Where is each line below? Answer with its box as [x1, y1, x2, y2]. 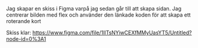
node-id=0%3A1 [6, 36, 46, 42]
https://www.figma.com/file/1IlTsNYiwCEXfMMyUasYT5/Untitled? [32, 29, 192, 36]
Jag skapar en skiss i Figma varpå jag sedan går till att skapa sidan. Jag [6, 5, 182, 12]
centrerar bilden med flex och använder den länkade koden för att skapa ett [6, 11, 191, 18]
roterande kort [6, 18, 41, 24]
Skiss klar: [6, 29, 31, 36]
